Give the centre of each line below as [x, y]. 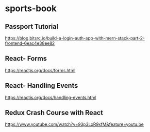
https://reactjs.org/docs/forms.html [40, 70]
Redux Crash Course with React [54, 113]
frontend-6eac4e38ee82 [30, 43]
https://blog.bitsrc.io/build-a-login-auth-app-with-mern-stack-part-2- [75, 38]
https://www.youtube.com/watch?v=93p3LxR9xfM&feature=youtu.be [75, 124]
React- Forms [26, 59]
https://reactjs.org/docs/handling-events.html [51, 97]
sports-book [31, 9]
